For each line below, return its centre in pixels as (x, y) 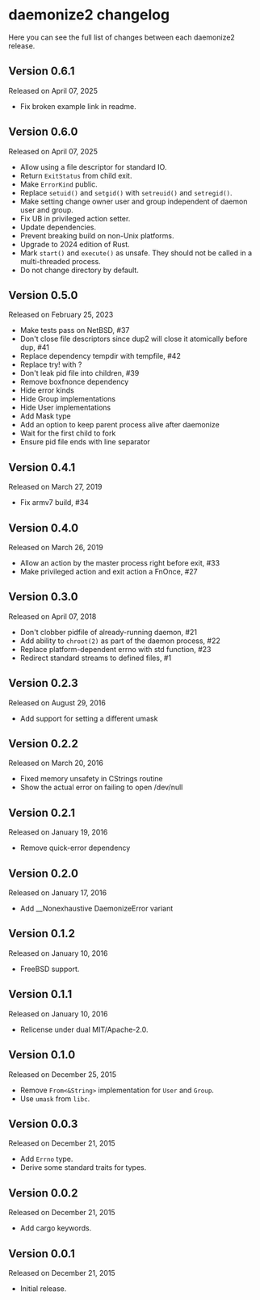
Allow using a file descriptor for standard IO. (93, 166)
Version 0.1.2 (42, 934)
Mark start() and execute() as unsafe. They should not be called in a (136, 253)
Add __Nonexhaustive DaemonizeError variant (96, 909)
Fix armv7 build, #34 (54, 503)
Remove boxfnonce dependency (74, 382)
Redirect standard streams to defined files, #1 (96, 658)
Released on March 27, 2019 (55, 487)
